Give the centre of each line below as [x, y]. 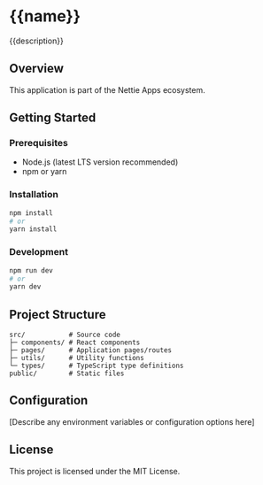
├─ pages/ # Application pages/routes [91, 350]
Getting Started [53, 118]
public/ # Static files [67, 373]
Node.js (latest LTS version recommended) [100, 162]
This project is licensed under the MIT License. [95, 471]
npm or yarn [44, 172]
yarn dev [25, 287]
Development [39, 252]
